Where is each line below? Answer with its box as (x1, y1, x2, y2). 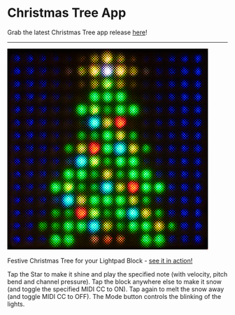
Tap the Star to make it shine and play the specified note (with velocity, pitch (7, 269, 228, 278)
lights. (7, 300, 25, 308)
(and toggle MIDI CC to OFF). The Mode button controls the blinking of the (7, 292, 222, 300)
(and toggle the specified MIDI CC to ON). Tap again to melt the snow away (7, 285, 225, 293)
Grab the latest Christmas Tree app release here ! (7, 28, 148, 36)
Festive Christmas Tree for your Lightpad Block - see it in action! (7, 256, 193, 265)
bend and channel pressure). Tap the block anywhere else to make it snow (7, 277, 222, 286)
